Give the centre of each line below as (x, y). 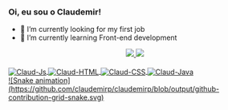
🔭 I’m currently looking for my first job (82, 29)
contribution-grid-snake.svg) (56, 97)
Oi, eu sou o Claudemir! (55, 12)
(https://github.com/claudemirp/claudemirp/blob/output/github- (114, 88)
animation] (53, 80)
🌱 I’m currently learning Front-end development (98, 37)
